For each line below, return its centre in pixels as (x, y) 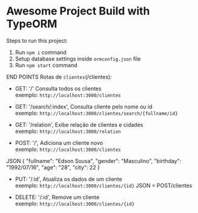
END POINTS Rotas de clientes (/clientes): (59, 77)
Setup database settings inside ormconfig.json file (78, 59)
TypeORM (32, 24)
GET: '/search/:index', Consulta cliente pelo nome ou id (84, 106)
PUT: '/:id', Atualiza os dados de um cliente (68, 179)
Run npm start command (46, 65)
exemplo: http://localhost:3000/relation (68, 131)
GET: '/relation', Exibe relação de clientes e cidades (79, 124)
